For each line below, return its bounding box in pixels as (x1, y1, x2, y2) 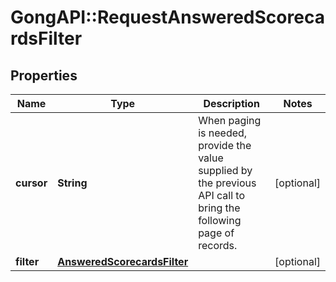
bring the (198, 201, 241, 215)
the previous (198, 176, 257, 190)
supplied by (198, 164, 253, 177)
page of (198, 226, 235, 240)
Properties (10, 67, 78, 84)
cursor (15, 176, 48, 190)
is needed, (198, 126, 248, 140)
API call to (198, 189, 246, 202)
